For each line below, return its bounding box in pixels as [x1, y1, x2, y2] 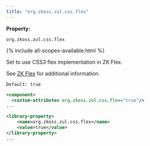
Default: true [6, 81, 42, 87]
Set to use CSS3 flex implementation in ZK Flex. [6, 58, 123, 65]
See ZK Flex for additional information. [6, 69, 100, 77]
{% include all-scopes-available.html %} [6, 47, 105, 54]
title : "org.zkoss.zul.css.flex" [6, 8, 89, 15]
